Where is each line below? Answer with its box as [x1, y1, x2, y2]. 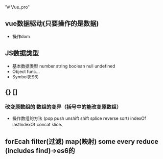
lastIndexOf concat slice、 [12, 122, 66, 128]
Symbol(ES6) [12, 73, 39, 80]
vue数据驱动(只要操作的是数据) [5, 20, 99, 28]
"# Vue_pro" [5, 4, 30, 10]
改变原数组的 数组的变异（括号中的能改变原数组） [5, 103, 122, 110]
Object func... [12, 68, 40, 74]
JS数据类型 [5, 49, 39, 58]
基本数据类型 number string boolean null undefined [12, 63, 116, 69]
